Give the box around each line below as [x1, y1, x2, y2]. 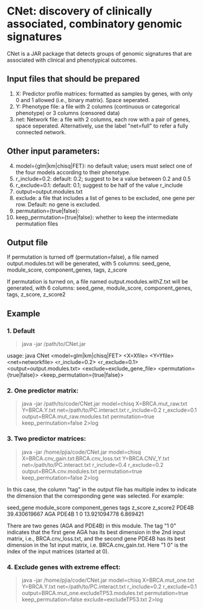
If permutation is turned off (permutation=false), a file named [7, 253, 159, 261]
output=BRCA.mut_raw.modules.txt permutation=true [21, 413, 155, 420]
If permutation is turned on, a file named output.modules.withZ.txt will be [7, 278, 188, 285]
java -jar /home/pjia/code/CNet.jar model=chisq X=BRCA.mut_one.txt [21, 576, 195, 584]
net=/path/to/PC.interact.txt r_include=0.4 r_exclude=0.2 [21, 461, 164, 468]
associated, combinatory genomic [7, 17, 182, 31]
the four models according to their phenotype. [15, 168, 131, 176]
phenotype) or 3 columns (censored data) [15, 109, 120, 116]
